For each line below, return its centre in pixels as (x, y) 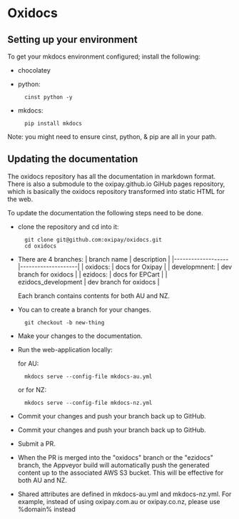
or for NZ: (32, 389)
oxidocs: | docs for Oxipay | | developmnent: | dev (159, 267)
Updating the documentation (73, 159)
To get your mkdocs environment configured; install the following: (104, 56)
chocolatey (34, 70)
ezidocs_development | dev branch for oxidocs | (88, 282)
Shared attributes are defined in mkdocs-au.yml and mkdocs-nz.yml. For (124, 494)
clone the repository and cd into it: (68, 227)
